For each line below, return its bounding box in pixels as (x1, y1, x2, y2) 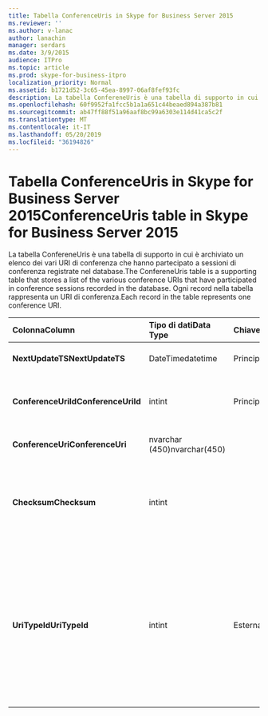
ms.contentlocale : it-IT (8, 123, 91, 131)
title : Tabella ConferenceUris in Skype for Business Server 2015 (8, 11, 234, 20)
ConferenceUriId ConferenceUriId (12, 396, 141, 408)
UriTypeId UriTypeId (12, 620, 89, 631)
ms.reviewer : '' (8, 19, 62, 27)
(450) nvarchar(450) (148, 444, 226, 455)
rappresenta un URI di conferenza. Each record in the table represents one (8, 292, 251, 302)
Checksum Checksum (12, 497, 97, 508)
